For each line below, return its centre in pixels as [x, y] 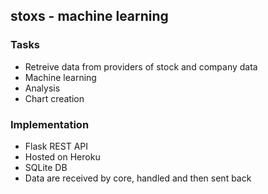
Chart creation [54, 98]
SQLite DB [46, 167]
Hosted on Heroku [62, 156]
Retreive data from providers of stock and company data [141, 66]
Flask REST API [56, 146]
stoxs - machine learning [89, 16]
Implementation [50, 124]
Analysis [42, 88]
